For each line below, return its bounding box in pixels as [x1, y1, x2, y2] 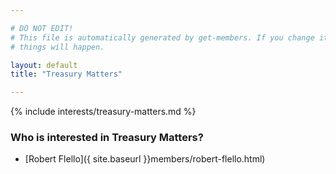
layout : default [10, 60, 78, 70]
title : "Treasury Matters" [10, 69, 123, 80]
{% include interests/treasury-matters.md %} [10, 106, 197, 118]
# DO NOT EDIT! [10, 23, 74, 33]
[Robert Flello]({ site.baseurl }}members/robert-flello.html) [24, 153, 266, 165]
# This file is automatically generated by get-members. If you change [10, 32, 315, 43]
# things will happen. [10, 42, 105, 52]
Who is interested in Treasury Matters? [10, 131, 204, 145]
